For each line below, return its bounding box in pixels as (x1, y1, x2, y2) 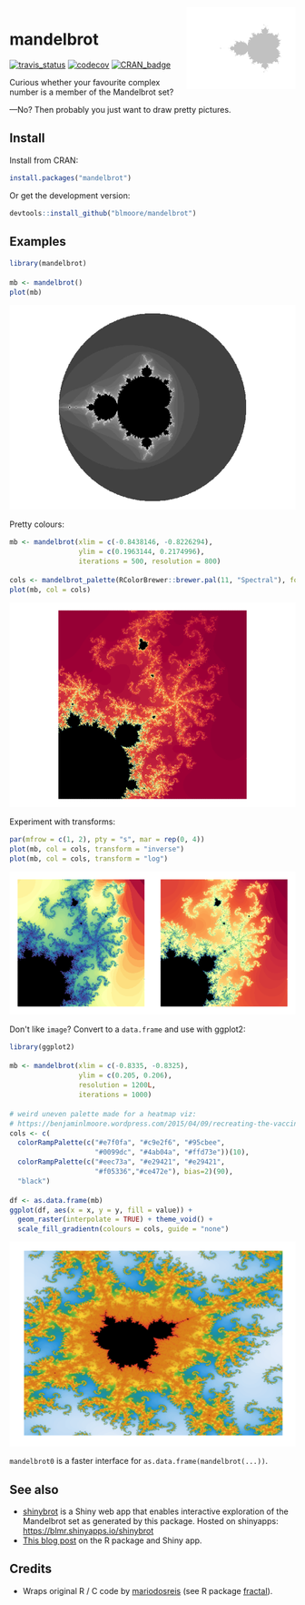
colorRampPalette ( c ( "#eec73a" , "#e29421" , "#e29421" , (17, 1157, 225, 1166)
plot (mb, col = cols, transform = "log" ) (9, 853, 169, 863)
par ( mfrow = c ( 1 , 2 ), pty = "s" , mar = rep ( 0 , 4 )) (9, 835, 205, 844)
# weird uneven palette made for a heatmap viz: (9, 1109, 197, 1118)
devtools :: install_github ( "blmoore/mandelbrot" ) (9, 208, 197, 217)
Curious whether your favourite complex (9, 76, 161, 87)
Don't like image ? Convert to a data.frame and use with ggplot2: (9, 1024, 246, 1035)
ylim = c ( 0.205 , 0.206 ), (78, 1071, 172, 1080)
